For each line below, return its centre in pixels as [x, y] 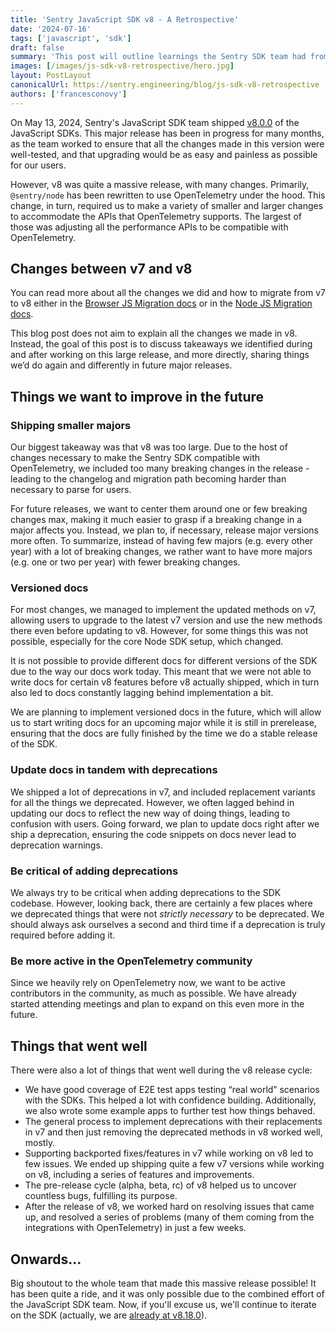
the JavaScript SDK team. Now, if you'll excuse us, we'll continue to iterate [163, 1304]
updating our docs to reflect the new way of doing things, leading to [150, 813]
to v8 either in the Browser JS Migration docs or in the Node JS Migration [161, 303]
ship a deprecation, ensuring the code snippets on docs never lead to [153, 834]
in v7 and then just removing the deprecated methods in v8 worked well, [173, 1132]
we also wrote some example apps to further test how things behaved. [170, 1111]
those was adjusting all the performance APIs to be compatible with [149, 227]
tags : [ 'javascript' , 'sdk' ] [71, 38]
